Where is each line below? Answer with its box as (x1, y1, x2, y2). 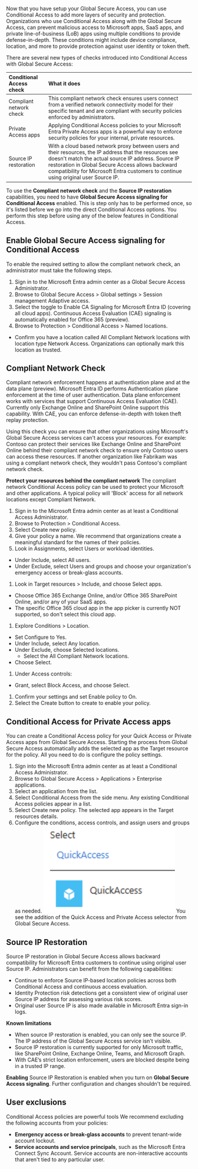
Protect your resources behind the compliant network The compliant (6, 477, 177, 484)
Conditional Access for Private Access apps (6, 716, 171, 726)
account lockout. (14, 1137, 56, 1144)
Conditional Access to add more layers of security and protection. (6, 11, 166, 18)
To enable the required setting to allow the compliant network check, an (6, 260, 181, 268)
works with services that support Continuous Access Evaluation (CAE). (6, 398, 179, 405)
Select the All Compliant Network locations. (23, 652, 130, 660)
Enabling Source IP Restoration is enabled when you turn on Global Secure (6, 1074, 189, 1081)
